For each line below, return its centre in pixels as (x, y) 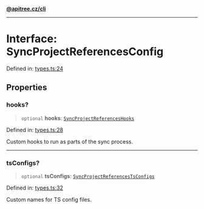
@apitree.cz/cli (26, 9)
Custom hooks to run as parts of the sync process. (70, 141)
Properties (27, 88)
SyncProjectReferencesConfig (85, 52)
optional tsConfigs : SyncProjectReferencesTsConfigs (88, 176)
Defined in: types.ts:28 (35, 130)
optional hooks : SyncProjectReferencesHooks (78, 118)
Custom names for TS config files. (49, 199)
